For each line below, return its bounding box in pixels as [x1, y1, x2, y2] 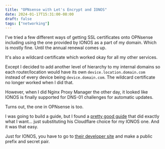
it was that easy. [5, 124, 39, 130]
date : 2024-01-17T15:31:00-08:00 [5, 12, 74, 17]
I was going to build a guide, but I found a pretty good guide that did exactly [5, 114, 160, 119]
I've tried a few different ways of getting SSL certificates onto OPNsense [5, 34, 153, 40]
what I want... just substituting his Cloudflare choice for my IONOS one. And [5, 119, 160, 124]
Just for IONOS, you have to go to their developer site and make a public [5, 133, 153, 139]
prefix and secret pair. [5, 139, 50, 145]
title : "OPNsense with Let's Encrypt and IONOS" [5, 7, 107, 12]
